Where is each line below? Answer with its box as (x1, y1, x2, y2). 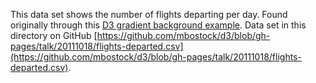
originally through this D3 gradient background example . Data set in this (10, 19, 307, 31)
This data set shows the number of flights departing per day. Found (10, 9, 288, 20)
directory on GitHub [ (10, 30, 98, 41)
